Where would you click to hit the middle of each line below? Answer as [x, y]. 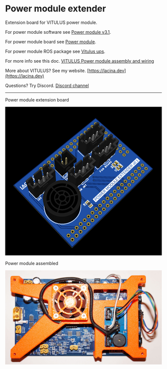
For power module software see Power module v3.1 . [58, 32]
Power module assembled [32, 263]
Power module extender [56, 9]
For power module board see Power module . [51, 42]
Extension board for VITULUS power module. [51, 22]
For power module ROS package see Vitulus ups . [55, 51]
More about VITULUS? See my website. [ [47, 71]
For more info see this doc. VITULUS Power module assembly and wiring [80, 61]
